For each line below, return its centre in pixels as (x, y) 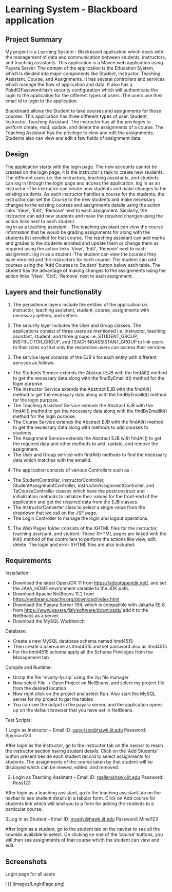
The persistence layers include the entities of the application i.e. (81, 304)
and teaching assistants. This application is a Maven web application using (84, 62)
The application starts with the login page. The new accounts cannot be (81, 167)
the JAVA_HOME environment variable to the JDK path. (71, 588)
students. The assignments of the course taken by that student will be (79, 762)
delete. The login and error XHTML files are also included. (74, 544)
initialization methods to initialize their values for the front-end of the (85, 496)
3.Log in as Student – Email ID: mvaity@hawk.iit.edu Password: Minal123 (82, 819)
